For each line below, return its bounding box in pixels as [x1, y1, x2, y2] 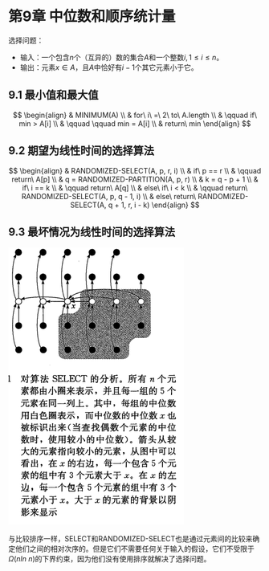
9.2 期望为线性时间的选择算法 [8, 144, 155, 157]
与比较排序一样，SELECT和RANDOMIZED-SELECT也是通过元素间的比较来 [8, 534, 253, 544]
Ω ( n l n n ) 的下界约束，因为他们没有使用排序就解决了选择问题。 [8, 554, 211, 564]
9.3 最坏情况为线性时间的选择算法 [8, 225, 176, 239]
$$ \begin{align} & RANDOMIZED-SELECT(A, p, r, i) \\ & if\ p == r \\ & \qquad [8, 165, 262, 175]
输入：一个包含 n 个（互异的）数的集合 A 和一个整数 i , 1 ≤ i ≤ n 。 [19, 52, 224, 62]
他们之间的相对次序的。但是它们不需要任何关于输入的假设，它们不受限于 [14, 544, 255, 554]
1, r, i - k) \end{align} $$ [120, 200, 200, 210]
